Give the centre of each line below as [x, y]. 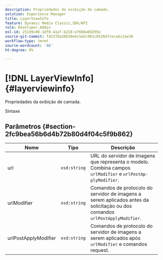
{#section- [59, 126]
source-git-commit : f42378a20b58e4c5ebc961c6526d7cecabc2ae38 [69, 37]
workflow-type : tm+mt [27, 41]
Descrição [123, 148]
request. [100, 250]
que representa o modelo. [120, 162]
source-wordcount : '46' [29, 46]
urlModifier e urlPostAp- [119, 174]
